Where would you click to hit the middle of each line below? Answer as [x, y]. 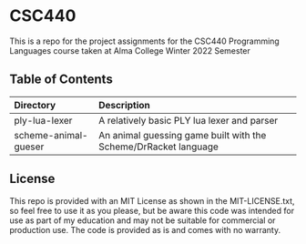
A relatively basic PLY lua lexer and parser [189, 120]
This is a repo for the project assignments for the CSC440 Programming [144, 41]
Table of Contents [61, 80]
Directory [35, 105]
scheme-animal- [51, 135]
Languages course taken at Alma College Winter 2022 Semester [130, 50]
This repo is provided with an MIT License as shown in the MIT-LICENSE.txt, [152, 200]
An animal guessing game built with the [183, 135]
